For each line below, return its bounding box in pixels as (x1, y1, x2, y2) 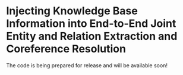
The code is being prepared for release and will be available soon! (6, 61, 168, 69)
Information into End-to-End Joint (6, 17, 176, 30)
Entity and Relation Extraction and (6, 30, 178, 43)
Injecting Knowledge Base (6, 4, 138, 18)
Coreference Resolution (6, 42, 127, 56)
